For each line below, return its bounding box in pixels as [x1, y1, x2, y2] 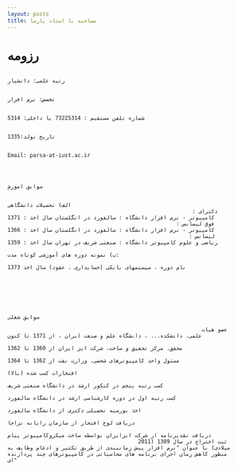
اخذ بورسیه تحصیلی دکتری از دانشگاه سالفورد [7, 407, 142, 415]
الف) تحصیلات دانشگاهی [7, 202, 72, 209]
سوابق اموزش [7, 183, 43, 191]
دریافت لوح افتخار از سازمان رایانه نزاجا [7, 420, 135, 427]
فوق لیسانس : [176, 220, 215, 228]
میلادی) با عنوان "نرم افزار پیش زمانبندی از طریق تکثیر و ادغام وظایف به [7, 444, 231, 452]
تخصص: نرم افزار [7, 96, 56, 103]
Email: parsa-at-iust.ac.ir [7, 152, 91, 159]
